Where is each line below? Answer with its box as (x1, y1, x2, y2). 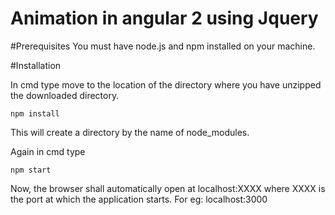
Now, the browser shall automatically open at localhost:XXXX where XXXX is (10, 182, 326, 194)
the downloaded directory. (10, 89, 120, 101)
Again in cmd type (10, 145, 86, 157)
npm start (10, 165, 52, 175)
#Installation (10, 59, 62, 71)
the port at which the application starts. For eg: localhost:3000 (10, 193, 268, 205)
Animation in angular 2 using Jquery (10, 7, 319, 30)
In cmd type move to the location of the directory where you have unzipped (10, 78, 322, 91)
